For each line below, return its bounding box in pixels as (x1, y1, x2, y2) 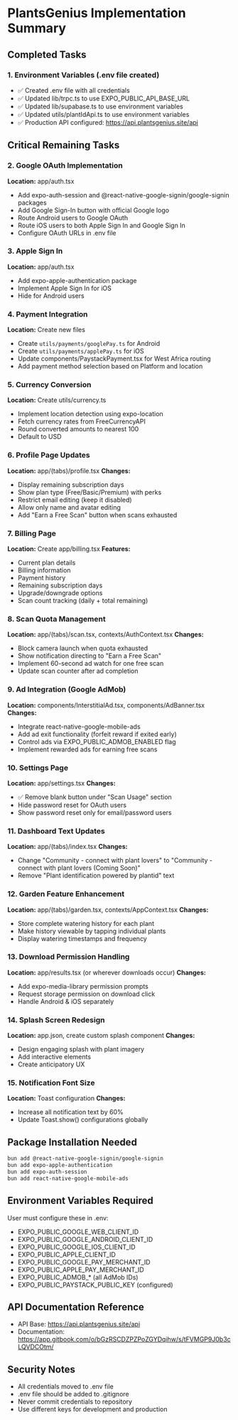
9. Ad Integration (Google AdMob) (7, 684, 126, 694)
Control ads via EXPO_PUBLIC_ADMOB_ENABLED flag (17, 737, 176, 746)
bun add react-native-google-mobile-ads (7, 1175, 129, 1182)
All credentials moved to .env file (17, 1382, 114, 1391)
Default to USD (17, 433, 62, 441)
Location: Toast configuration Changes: (7, 1094, 126, 1103)
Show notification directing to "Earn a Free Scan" (17, 652, 162, 660)
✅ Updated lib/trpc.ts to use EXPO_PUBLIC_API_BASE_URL (17, 94, 190, 103)
